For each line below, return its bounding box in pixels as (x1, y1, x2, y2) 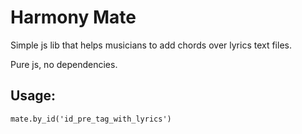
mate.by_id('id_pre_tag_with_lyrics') (10, 114, 172, 124)
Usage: (10, 87, 57, 105)
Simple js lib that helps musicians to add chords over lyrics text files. (10, 39, 292, 51)
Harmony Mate (10, 6, 137, 29)
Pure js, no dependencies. (10, 58, 118, 70)
